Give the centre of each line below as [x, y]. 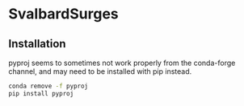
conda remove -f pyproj [48, 86]
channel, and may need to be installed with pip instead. [100, 71]
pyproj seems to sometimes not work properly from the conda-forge [122, 63]
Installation [37, 44]
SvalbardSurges [63, 14]
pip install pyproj [41, 93]
